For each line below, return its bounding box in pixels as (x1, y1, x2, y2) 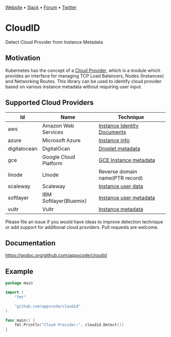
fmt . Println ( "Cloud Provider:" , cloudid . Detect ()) (14, 322, 124, 328)
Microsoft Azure (42, 137, 81, 144)
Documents (98, 128, 126, 136)
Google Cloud (42, 153, 75, 160)
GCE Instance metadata (98, 157, 155, 164)
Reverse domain (98, 168, 137, 175)
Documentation (5, 239, 56, 247)
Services (42, 128, 64, 136)
